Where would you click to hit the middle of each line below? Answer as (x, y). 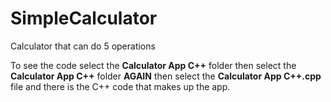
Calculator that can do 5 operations (83, 46)
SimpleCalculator (84, 18)
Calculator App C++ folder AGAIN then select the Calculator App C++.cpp (166, 76)
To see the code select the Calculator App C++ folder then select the (153, 65)
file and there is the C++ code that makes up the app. (120, 86)
